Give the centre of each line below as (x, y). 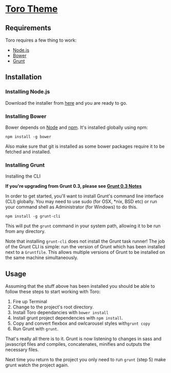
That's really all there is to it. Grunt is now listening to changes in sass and (83, 339)
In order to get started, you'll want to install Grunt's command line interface (84, 196)
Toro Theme (31, 9)
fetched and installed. (28, 151)
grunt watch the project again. (37, 365)
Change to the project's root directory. (53, 307)
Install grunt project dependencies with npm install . (68, 318)
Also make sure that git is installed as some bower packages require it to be (85, 146)
